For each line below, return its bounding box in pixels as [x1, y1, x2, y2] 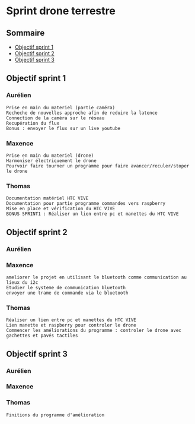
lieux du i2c [6, 279, 39, 286]
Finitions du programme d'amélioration [6, 412, 105, 418]
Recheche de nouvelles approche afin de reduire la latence [6, 110, 158, 116]
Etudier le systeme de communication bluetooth [6, 284, 126, 290]
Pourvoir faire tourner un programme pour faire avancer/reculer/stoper [6, 163, 190, 169]
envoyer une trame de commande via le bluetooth [6, 290, 129, 296]
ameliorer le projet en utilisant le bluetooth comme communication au [6, 274, 187, 280]
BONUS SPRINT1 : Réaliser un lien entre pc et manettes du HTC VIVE [6, 211, 179, 217]
